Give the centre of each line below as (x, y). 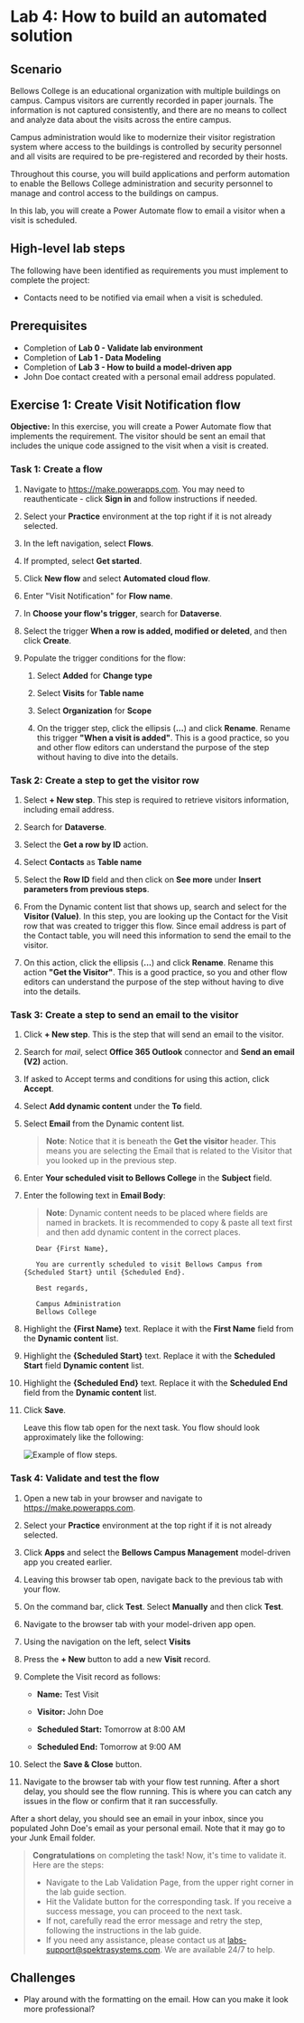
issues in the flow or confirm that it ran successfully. (120, 1801)
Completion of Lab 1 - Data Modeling (92, 357)
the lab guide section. (86, 1892)
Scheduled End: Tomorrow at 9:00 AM (109, 1746)
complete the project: (50, 280)
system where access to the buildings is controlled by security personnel (146, 147)
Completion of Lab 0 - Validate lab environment (113, 348)
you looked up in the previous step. (111, 1161)
